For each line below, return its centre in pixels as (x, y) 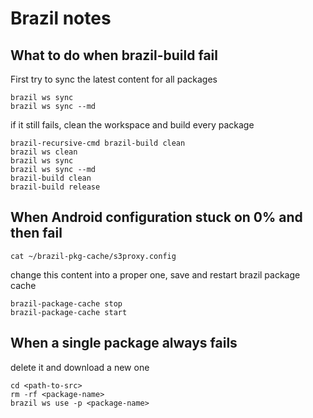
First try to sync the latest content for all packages (114, 79)
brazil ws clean (44, 152)
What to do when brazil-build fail (114, 55)
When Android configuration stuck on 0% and (156, 217)
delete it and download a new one (80, 367)
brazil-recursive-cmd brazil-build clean (98, 143)
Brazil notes (61, 18)
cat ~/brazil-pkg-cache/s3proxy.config (93, 256)
